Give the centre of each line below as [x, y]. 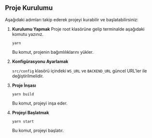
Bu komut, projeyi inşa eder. [40, 103]
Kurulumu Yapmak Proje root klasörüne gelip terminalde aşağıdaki [78, 29]
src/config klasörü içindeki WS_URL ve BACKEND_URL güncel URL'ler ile [79, 71]
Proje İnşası [24, 85]
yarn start [23, 121]
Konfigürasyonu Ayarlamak [40, 61]
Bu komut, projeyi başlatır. [38, 130]
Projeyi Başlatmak [30, 112]
